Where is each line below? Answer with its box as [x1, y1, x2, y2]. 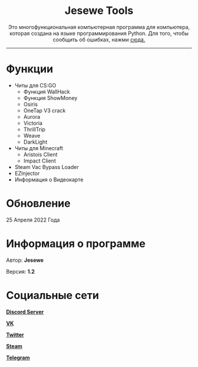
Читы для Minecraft [14, 144, 64, 151]
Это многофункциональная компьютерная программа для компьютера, [8, 23, 190, 30]
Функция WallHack [23, 88, 70, 95]
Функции [6, 63, 54, 76]
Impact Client [23, 157, 56, 164]
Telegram [6, 354, 30, 361]
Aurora [23, 113, 41, 120]
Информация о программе [6, 237, 146, 250]
